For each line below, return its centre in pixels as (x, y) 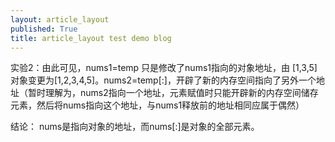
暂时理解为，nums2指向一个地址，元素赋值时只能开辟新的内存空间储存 (173, 93)
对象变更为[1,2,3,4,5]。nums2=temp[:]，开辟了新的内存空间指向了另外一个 (163, 80)
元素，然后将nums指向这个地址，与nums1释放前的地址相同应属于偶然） (157, 105)
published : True (44, 29)
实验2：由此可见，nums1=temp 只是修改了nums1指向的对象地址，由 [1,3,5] (164, 68)
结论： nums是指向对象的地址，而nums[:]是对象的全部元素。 (135, 127)
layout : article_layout (60, 19)
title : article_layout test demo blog (91, 38)
